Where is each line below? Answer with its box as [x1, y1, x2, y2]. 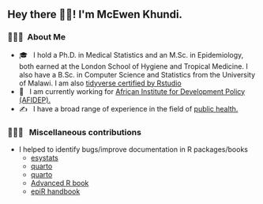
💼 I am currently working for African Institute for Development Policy [18, 86, 246, 96]
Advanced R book [30, 178, 89, 187]
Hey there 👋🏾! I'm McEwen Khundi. [7, 8, 183, 21]
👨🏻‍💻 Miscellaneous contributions [7, 127, 141, 138]
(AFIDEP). [18, 95, 51, 104]
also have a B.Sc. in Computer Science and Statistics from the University [18, 70, 256, 79]
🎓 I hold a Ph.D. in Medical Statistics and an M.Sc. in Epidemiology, [18, 50, 244, 59]
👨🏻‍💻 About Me [7, 32, 66, 43]
